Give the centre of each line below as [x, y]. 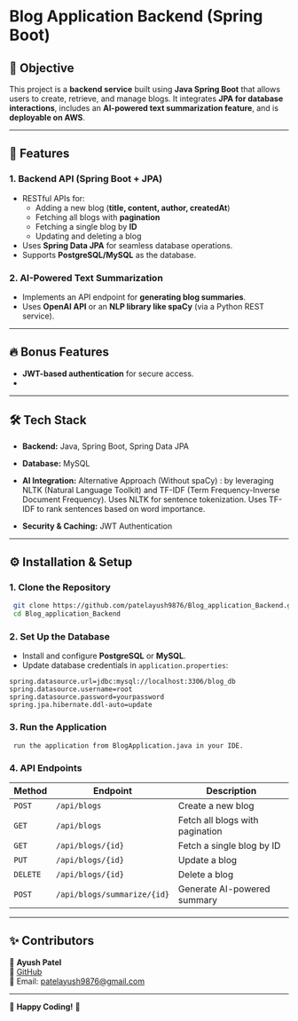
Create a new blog [216, 805]
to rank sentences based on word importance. [121, 508]
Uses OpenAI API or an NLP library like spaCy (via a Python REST [143, 306]
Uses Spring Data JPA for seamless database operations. [127, 245]
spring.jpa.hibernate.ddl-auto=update [81, 705]
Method [31, 790]
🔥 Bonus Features [59, 352]
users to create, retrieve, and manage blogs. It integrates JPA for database [146, 98]
